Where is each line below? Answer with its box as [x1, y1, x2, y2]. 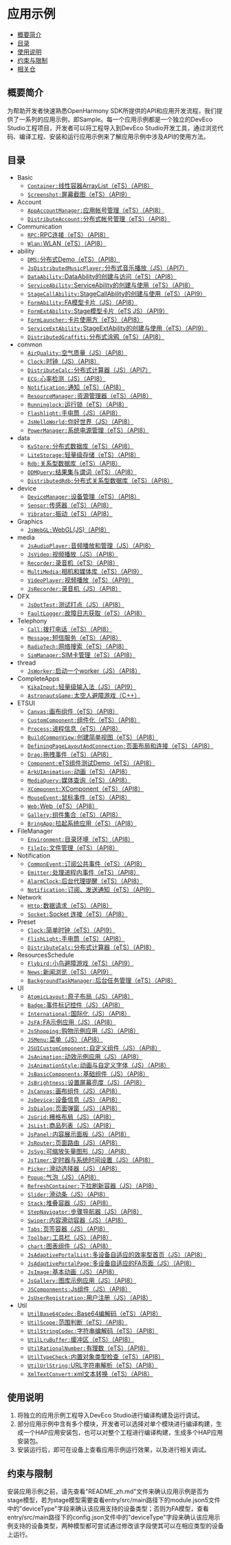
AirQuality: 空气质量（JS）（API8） [27, 349, 128, 357]
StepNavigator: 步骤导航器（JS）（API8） [27, 1207, 143, 1216]
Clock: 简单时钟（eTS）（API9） [27, 926, 115, 934]
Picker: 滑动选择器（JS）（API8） [27, 1164, 122, 1172]
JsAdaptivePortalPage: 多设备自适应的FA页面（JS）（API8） [27, 1258, 196, 1267]
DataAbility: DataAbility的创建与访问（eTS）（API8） [27, 272, 177, 280]
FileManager [16, 827, 53, 835]
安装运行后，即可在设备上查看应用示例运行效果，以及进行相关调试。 [16, 1446, 210, 1454]
